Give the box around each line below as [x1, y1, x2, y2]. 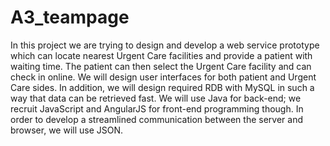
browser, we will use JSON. [10, 124, 124, 136]
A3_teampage [10, 6, 130, 29]
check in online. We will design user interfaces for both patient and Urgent [10, 71, 317, 83]
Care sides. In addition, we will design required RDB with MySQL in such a [10, 81, 315, 93]
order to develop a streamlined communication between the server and [10, 113, 303, 125]
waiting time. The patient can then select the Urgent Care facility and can [10, 60, 312, 72]
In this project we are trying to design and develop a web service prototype [10, 39, 320, 51]
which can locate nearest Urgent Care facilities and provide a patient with [10, 49, 313, 61]
